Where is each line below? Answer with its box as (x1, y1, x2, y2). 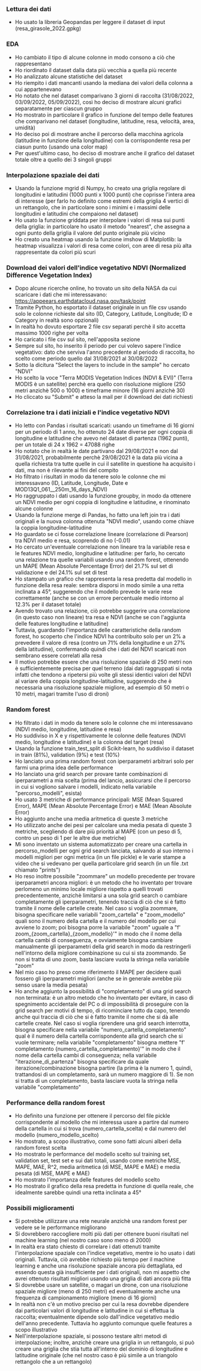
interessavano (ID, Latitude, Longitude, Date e (14, 479, 128, 487)
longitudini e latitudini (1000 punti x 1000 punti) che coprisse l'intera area (14, 191, 196, 198)
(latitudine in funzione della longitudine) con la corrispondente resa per (14, 137, 191, 144)
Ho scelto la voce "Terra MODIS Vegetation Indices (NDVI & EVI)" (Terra (14, 374, 193, 381)
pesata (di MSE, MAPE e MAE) (14, 1169, 90, 1177)
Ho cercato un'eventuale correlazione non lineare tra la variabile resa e (14, 543, 190, 550)
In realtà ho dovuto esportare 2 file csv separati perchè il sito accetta (14, 323, 186, 330)
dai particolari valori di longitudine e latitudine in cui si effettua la (14, 1307, 175, 1314)
